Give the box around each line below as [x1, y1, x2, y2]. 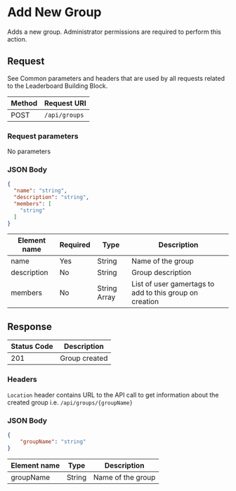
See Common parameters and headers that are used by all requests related [7, 74, 225, 82]
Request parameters [7, 131, 79, 141]
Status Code [11, 342, 54, 352]
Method [11, 98, 38, 108]
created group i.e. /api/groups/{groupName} [7, 398, 133, 407]
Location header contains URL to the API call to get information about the [7, 390, 219, 399]
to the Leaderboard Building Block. [7, 82, 108, 90]
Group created [60, 353, 108, 363]
